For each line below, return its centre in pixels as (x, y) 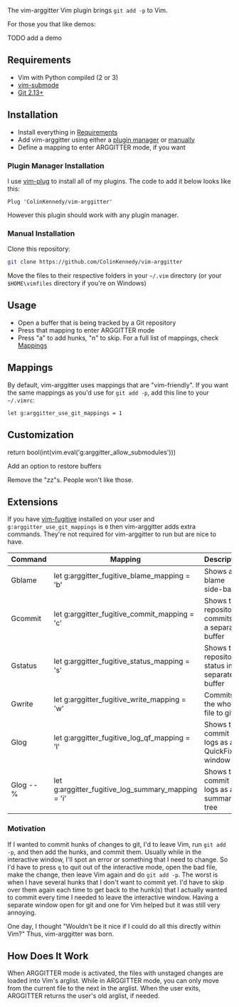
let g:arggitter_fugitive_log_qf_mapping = (122, 738)
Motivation (27, 829)
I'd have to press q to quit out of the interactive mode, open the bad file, (112, 867)
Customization (41, 435)
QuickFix (219, 751)
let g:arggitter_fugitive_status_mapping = (122, 662)
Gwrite (22, 704)
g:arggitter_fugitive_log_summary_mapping (126, 790)
